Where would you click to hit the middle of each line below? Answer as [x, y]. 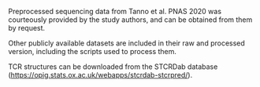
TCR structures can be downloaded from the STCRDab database [113, 67]
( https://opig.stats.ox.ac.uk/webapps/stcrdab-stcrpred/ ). [100, 75]
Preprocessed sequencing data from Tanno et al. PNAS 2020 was [115, 11]
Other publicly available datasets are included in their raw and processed [127, 43]
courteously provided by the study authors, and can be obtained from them [130, 20]
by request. [27, 28]
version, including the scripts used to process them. [93, 51]
